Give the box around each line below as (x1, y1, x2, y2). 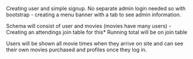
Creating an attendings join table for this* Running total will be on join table (6, 29, 188, 36)
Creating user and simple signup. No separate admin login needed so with (6, 5, 186, 12)
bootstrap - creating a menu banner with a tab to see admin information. (6, 11, 181, 18)
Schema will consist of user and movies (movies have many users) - (6, 23, 172, 29)
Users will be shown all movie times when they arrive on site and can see (6, 40, 184, 47)
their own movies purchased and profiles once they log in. (6, 46, 147, 53)
